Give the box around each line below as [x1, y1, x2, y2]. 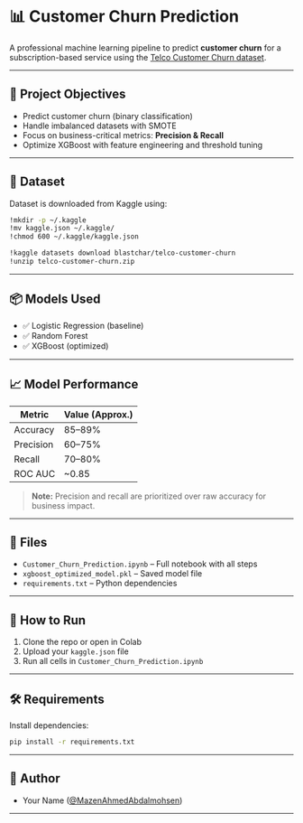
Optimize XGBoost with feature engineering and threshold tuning [22, 139, 263, 150]
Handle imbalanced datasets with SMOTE [22, 120, 178, 131]
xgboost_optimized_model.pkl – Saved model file [22, 568, 203, 579]
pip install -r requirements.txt [9, 737, 135, 746]
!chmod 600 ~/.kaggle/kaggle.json [9, 232, 140, 241]
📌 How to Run [9, 613, 87, 628]
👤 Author [9, 771, 60, 786]
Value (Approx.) [63, 407, 133, 420]
